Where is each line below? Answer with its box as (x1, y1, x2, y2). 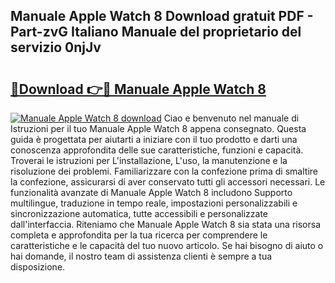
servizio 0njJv (10, 39, 102, 56)
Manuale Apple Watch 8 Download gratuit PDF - (10, 8, 314, 25)
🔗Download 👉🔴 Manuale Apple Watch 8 (10, 80, 267, 98)
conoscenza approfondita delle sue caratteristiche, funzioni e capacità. (10, 144, 304, 156)
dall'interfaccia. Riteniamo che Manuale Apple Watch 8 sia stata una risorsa (10, 219, 321, 230)
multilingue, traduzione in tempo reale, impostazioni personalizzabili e (10, 197, 298, 209)
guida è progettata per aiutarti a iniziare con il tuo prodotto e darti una (10, 134, 298, 145)
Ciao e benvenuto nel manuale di (163, 112, 300, 124)
